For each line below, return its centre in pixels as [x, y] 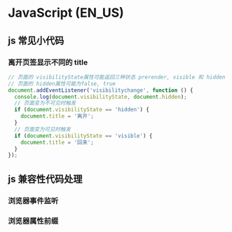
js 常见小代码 [36, 40]
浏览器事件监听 [33, 200]
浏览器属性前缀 [33, 221]
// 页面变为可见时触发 [42, 129]
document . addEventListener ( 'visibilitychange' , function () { [101, 90]
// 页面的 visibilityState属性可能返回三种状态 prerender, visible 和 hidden [117, 77]
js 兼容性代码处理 [45, 179]
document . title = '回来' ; [57, 142]
